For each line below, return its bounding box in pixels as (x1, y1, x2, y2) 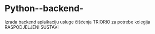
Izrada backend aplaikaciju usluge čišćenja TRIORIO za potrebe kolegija (4, 19, 151, 25)
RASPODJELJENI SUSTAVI (4, 24, 59, 30)
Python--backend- (4, 3, 84, 14)
